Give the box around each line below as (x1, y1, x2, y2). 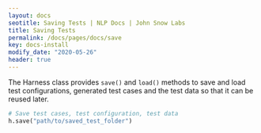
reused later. (8, 94, 49, 104)
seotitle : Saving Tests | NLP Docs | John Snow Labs (8, 19, 186, 27)
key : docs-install (8, 41, 69, 49)
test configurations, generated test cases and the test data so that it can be (8, 85, 254, 95)
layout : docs (8, 11, 51, 20)
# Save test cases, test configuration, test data (8, 109, 179, 117)
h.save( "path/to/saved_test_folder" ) (8, 116, 133, 125)
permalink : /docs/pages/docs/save (8, 33, 123, 42)
